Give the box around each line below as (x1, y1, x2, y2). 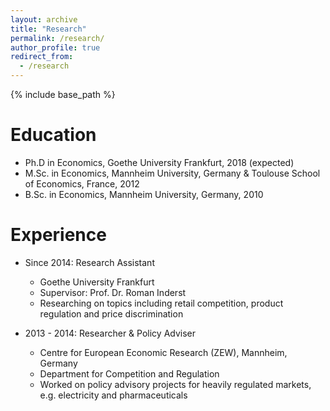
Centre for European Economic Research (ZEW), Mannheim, (39, 346, 288, 358)
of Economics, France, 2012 (24, 177, 140, 190)
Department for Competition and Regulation (39, 367, 220, 380)
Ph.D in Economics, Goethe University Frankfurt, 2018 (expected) (24, 156, 295, 168)
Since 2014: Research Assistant (24, 256, 155, 268)
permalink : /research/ (10, 33, 105, 43)
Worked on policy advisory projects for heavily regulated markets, (39, 378, 312, 390)
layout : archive (10, 14, 78, 25)
